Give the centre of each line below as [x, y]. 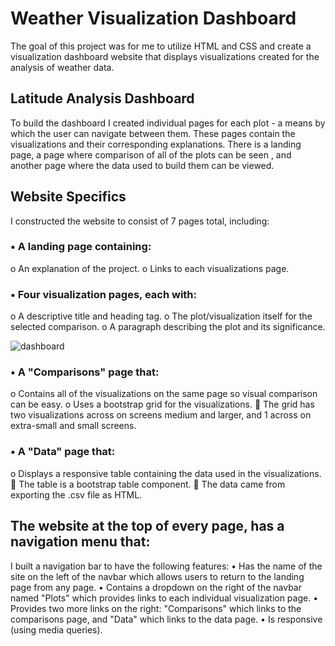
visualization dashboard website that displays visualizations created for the [165, 56]
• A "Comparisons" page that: [85, 372]
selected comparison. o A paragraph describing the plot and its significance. [168, 327]
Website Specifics [68, 197]
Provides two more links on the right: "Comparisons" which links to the [156, 608]
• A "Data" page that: [63, 452]
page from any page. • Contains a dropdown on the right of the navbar [156, 587]
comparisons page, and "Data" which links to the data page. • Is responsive [166, 619]
